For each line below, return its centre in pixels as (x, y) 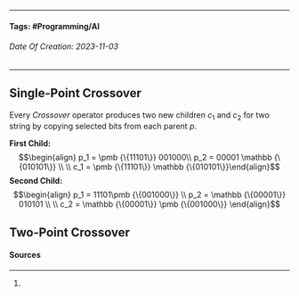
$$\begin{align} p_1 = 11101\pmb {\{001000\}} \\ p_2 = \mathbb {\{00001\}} (149, 195)
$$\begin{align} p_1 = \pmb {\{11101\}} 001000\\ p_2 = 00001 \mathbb (145, 158)
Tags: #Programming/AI (55, 26)
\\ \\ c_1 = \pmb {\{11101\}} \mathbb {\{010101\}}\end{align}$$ (169, 167)
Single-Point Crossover (76, 93)
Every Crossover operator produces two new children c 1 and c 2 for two (139, 115)
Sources (25, 255)
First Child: (30, 144)
